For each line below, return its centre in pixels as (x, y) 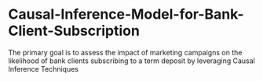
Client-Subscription (74, 31)
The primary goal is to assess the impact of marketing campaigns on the (125, 52)
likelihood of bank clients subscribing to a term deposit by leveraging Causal (131, 61)
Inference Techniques (43, 69)
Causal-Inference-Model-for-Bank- (126, 14)
